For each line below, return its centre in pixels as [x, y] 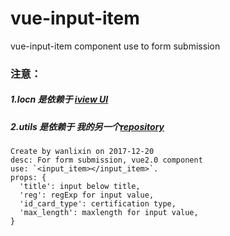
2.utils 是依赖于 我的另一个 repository [87, 126]
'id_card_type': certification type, [98, 204]
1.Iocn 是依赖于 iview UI [59, 99]
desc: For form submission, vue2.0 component [106, 160]
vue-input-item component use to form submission [115, 46]
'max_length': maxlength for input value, [109, 213]
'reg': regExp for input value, [87, 195]
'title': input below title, [80, 187]
